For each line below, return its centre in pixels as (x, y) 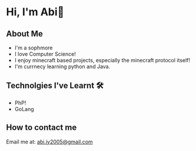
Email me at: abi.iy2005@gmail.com (49, 142)
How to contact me (41, 128)
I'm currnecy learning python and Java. (62, 66)
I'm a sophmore (34, 48)
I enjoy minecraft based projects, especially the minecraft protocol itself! (102, 60)
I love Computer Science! (45, 54)
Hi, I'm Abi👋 (35, 12)
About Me (24, 34)
